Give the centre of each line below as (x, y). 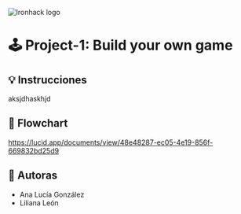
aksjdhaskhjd (29, 99)
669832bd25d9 (34, 150)
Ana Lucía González (52, 194)
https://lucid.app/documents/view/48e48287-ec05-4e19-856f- (111, 142)
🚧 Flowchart (38, 123)
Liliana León (39, 203)
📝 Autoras (33, 176)
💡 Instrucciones (48, 80)
